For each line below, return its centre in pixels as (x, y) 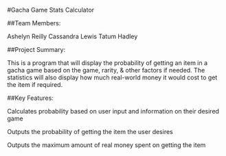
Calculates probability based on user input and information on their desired (113, 111)
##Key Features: (30, 98)
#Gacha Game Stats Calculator (51, 10)
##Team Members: (34, 23)
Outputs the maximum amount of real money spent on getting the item (106, 145)
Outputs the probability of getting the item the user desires (90, 132)
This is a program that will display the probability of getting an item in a (108, 63)
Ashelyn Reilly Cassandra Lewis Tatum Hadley (72, 36)
